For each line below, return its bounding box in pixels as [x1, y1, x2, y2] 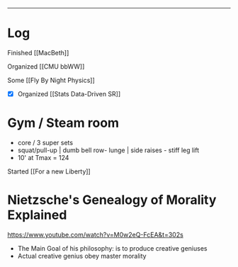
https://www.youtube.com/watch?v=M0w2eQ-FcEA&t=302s [7, 230, 184, 239]
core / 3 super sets [17, 138, 73, 147]
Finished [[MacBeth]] [7, 48, 69, 57]
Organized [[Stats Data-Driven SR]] [17, 89, 121, 98]
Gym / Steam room [7, 115, 119, 131]
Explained [7, 207, 67, 223]
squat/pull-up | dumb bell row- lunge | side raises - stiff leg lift [17, 146, 200, 154]
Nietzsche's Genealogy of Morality [7, 192, 217, 208]
